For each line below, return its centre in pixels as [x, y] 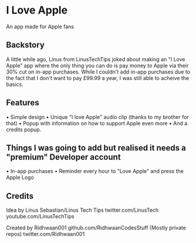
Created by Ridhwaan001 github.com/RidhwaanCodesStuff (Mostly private [96, 228]
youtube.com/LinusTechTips [40, 217]
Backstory [26, 45]
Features [23, 103]
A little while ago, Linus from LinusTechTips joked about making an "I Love [96, 59]
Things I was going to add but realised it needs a [96, 148]
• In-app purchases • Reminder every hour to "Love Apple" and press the [95, 171]
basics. [15, 84]
